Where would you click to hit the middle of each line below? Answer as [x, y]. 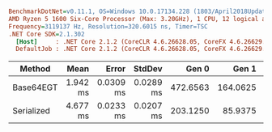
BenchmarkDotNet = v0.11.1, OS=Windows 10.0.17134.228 [99, 11]
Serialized [32, 111]
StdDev [148, 69]
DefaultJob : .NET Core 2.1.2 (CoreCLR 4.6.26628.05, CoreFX [121, 49]
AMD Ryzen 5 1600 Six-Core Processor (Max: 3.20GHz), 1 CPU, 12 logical [134, 19]
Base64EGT [35, 87]
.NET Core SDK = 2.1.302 [47, 34]
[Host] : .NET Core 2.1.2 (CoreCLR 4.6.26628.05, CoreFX [121, 41]
